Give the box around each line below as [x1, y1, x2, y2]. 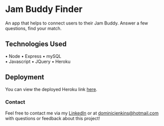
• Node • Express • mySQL [5, 53, 61, 59]
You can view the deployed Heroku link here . [5, 86, 97, 92]
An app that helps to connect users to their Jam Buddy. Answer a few [5, 20, 148, 26]
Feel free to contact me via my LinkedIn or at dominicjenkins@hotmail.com [5, 110, 159, 116]
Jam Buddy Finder [5, 3, 83, 15]
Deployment [5, 73, 44, 81]
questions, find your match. [5, 25, 62, 31]
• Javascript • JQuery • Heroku [5, 58, 71, 64]
